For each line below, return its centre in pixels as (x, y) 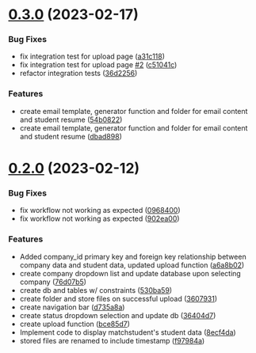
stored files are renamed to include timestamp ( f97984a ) (112, 340)
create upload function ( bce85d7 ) (75, 324)
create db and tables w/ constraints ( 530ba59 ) (96, 290)
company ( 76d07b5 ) (53, 282)
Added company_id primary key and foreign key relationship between (133, 256)
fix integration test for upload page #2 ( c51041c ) (98, 65)
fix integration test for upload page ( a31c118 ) (92, 56)
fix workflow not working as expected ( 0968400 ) (100, 211)
